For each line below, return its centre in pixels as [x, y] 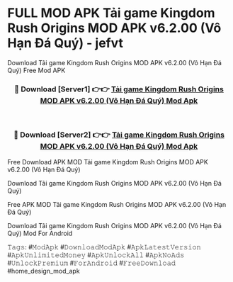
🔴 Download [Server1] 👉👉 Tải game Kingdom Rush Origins [119, 89]
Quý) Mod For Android [40, 233]
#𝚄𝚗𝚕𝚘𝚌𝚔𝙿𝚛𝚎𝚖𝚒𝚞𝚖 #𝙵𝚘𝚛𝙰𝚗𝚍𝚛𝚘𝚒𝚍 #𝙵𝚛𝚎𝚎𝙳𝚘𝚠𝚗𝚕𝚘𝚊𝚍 [91, 263]
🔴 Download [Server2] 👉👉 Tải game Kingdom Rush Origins [119, 135]
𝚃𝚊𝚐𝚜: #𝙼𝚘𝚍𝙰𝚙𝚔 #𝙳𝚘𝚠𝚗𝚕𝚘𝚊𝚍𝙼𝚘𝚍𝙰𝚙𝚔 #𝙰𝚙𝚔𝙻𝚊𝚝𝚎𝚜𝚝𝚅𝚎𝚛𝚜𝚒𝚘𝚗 [104, 247]
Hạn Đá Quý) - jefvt [66, 43]
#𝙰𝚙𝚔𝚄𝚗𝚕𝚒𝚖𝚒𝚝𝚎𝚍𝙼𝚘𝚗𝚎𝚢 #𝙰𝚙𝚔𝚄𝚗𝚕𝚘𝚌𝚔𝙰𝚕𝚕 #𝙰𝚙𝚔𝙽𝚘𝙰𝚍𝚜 [96, 255]
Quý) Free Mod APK [36, 70]
